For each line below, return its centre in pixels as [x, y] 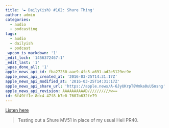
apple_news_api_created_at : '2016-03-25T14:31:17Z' [61, 77]
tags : [11, 34]
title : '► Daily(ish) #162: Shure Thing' [50, 10]
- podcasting [24, 29]
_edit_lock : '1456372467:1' [35, 58]
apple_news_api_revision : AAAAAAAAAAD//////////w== [61, 91]
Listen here [17, 110]
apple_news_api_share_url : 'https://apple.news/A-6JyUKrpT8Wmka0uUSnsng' [86, 86]
